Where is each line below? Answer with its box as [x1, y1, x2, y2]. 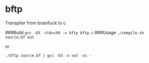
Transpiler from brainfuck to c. [5, 20, 67, 26]
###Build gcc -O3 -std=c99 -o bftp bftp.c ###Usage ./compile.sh [5, 29, 145, 35]
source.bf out [5, 35, 35, 40]
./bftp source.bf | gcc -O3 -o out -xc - [5, 53, 92, 58]
